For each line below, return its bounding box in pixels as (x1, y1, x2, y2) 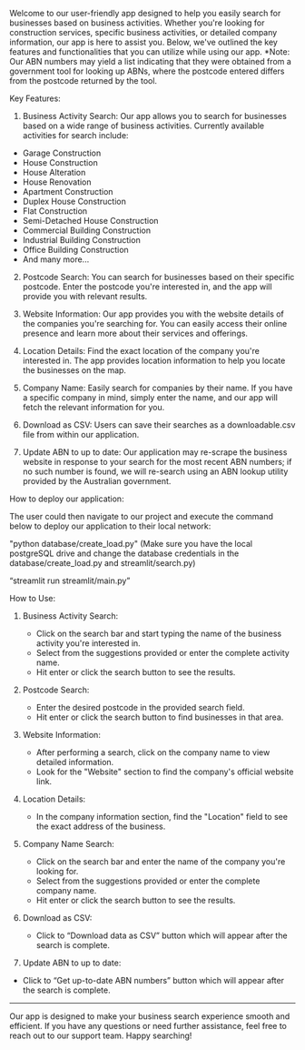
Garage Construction (22, 147, 102, 158)
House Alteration (22, 167, 86, 177)
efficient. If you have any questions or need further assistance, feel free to (9, 1021, 288, 1031)
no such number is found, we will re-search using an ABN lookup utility (22, 466, 289, 477)
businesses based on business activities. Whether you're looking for (9, 17, 265, 28)
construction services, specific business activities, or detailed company (9, 27, 278, 37)
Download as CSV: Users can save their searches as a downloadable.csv (22, 419, 296, 430)
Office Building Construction (22, 245, 129, 255)
